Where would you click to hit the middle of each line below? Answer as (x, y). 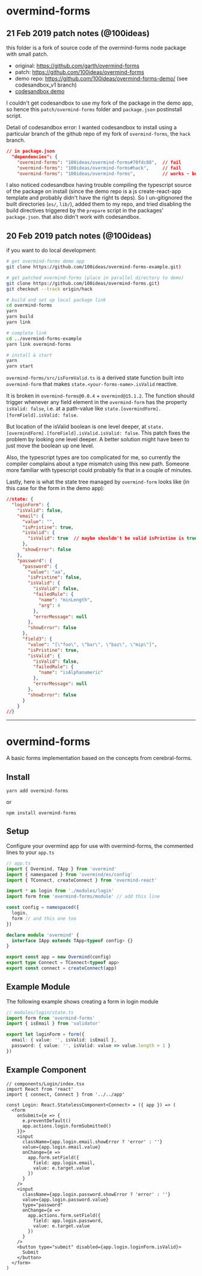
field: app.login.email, (64, 1163)
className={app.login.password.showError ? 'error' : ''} (96, 1194)
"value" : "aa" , (47, 572)
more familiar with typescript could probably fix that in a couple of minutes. (99, 470)
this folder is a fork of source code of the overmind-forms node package (96, 48)
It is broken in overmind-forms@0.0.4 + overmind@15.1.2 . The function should (100, 396)
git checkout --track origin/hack (50, 289)
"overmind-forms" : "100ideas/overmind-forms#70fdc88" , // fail (99, 162)
